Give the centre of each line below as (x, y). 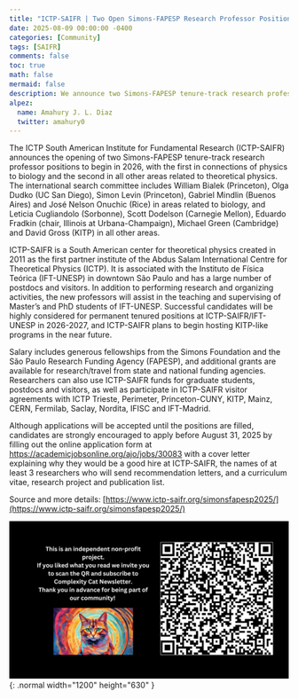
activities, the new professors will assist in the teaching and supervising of (145, 297)
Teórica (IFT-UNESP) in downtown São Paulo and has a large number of (141, 279)
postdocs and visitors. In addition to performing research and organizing (141, 287)
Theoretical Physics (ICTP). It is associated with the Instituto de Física (137, 269)
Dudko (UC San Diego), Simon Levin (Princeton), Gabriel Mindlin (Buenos (143, 195)
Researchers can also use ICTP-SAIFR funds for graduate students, (132, 381)
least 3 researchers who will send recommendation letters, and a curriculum (148, 473)
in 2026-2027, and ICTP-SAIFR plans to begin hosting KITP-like (153, 326)
